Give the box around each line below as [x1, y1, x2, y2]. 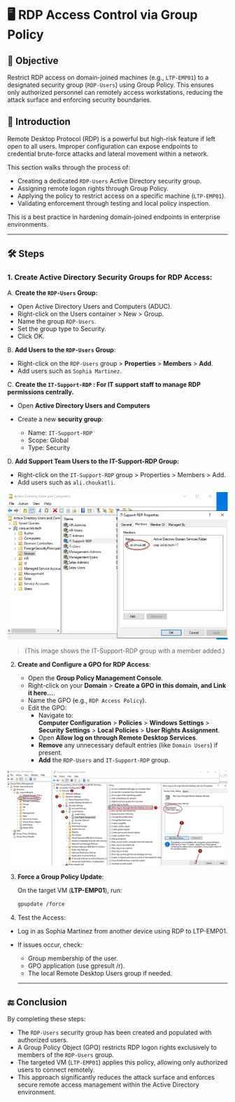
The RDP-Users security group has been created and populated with [17, 1028, 212, 1037]
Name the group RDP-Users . [17, 317, 97, 325]
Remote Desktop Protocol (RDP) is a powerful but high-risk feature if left [7, 134, 215, 142]
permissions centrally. [7, 387, 74, 396]
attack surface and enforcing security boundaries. [7, 95, 152, 104]
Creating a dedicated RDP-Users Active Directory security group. [17, 176, 202, 185]
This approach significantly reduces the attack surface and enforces [17, 1073, 215, 1082]
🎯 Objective [7, 55, 59, 67]
